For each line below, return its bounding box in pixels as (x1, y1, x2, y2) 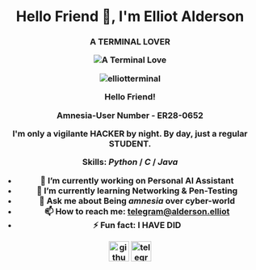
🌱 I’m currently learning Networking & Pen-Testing (36, 185, 238, 196)
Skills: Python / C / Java (82, 157, 178, 168)
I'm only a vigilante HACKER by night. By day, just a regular (12, 128, 248, 139)
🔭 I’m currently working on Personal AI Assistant (40, 175, 234, 186)
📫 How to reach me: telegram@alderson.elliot (44, 205, 230, 217)
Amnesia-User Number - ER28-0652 (56, 109, 204, 120)
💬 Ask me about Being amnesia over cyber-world (39, 195, 235, 206)
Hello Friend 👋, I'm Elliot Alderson (15, 7, 245, 26)
